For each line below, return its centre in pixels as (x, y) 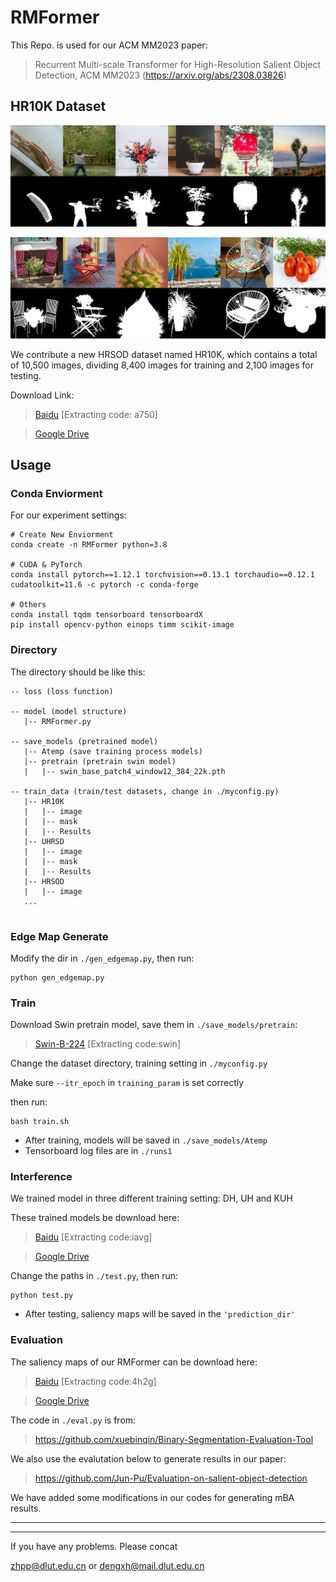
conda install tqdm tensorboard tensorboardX (106, 615)
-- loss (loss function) (62, 691)
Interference (41, 1177)
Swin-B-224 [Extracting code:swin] (108, 1044)
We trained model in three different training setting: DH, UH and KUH (151, 1198)
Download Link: (42, 395)
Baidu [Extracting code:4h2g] (95, 1381)
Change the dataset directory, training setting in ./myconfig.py (139, 1063)
